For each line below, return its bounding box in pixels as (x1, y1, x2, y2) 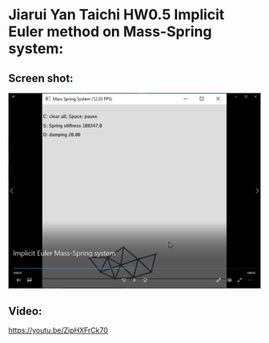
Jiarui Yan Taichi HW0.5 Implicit (8, 6, 225, 24)
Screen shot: (8, 71, 74, 85)
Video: (8, 304, 42, 317)
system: (8, 40, 64, 58)
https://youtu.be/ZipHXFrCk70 (8, 325, 108, 335)
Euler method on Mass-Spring (8, 22, 212, 41)
